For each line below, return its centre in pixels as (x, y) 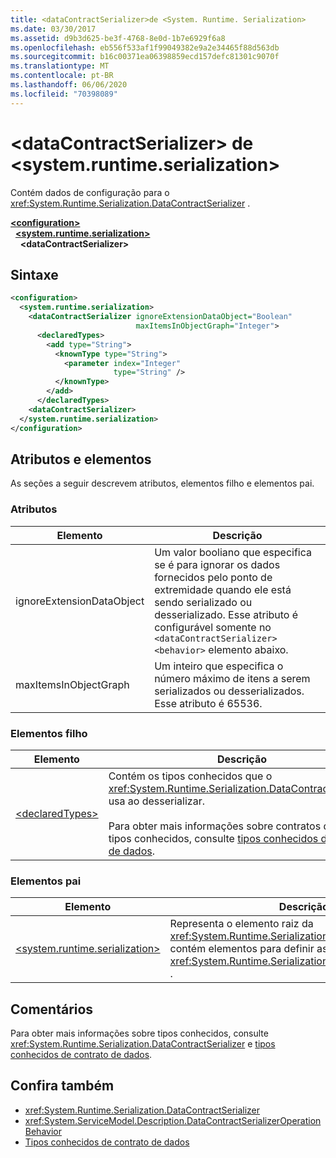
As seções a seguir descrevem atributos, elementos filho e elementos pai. (162, 483)
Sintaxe (34, 274)
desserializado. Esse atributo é (226, 614)
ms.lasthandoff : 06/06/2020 (69, 85)
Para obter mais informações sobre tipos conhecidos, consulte (139, 1033)
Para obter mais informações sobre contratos (215, 826)
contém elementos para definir (242, 949)
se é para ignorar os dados (217, 564)
